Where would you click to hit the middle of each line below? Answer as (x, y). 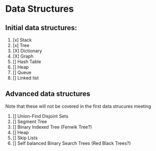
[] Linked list (26, 78)
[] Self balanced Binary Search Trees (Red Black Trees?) (72, 143)
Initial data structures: (41, 28)
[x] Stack (22, 40)
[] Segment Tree (30, 121)
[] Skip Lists (25, 138)
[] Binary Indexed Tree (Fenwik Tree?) (52, 127)
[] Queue (22, 72)
